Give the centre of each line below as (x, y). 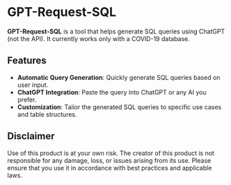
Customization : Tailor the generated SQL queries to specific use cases (119, 107)
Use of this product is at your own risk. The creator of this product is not (111, 153)
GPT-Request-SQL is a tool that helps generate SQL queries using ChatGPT (116, 31)
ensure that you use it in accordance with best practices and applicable (110, 168)
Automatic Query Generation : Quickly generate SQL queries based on (119, 77)
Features (27, 61)
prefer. (27, 99)
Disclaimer (31, 136)
